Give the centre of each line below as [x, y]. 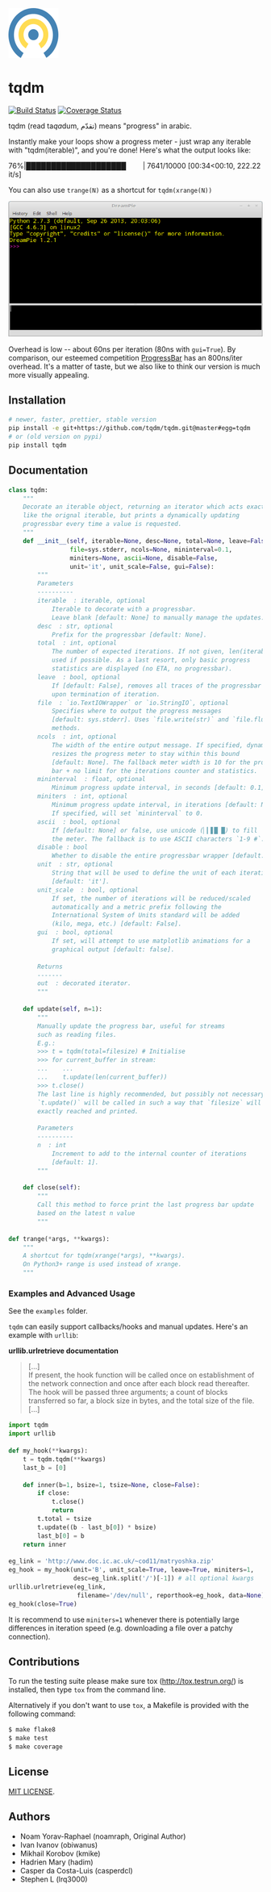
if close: [54, 1493]
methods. [66, 729]
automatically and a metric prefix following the [136, 907]
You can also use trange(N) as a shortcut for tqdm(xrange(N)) [110, 190]
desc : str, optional [75, 626]
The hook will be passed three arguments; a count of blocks [128, 1393]
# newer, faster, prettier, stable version [83, 420]
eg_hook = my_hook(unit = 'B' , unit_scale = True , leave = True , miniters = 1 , [131, 1570]
